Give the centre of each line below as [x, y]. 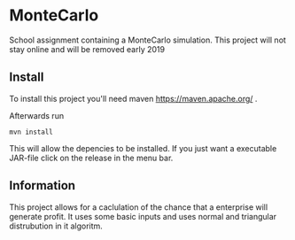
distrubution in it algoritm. [56, 226]
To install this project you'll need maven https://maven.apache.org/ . [133, 98]
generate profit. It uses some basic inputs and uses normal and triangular [143, 216]
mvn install [31, 132]
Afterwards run [37, 115]
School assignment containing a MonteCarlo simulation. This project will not [147, 40]
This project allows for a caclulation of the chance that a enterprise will [139, 207]
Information [43, 186]
